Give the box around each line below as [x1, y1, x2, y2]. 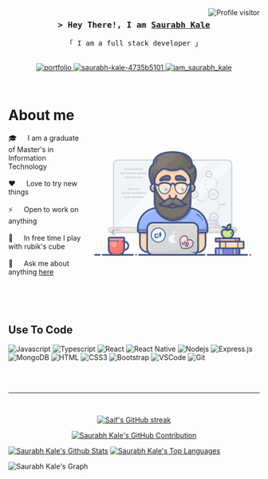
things [8, 187, 30, 197]
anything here [8, 267, 54, 277]
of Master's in [8, 145, 54, 154]
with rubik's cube [8, 241, 65, 251]
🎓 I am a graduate [8, 134, 80, 143]
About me [8, 106, 75, 125]
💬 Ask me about [8, 259, 69, 269]
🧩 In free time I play [8, 234, 81, 243]
